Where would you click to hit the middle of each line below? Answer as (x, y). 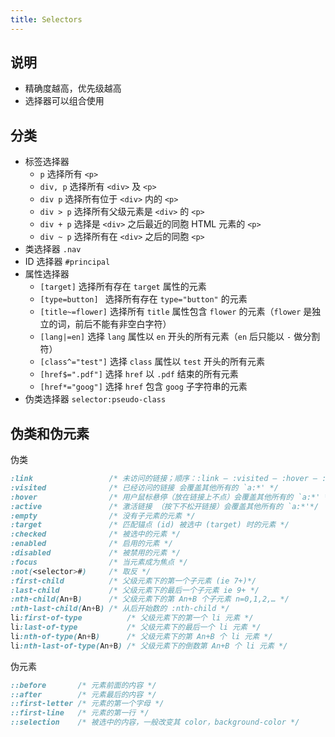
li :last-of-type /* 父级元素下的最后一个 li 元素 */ (136, 627)
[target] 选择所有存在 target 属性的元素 (123, 287)
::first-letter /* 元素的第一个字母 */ (87, 704)
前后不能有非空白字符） (123, 324)
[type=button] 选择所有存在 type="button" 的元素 (143, 299)
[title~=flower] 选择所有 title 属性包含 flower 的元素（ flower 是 (176, 312)
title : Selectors (46, 19)
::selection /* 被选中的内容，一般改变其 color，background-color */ (155, 722)
